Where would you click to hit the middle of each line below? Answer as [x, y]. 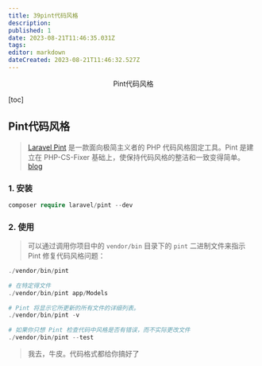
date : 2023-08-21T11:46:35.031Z [62, 38]
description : [30, 23]
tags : [17, 45]
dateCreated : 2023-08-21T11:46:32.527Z [74, 60]
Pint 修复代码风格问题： [66, 256]
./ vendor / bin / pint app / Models [58, 293]
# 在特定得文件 [30, 286]
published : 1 [30, 30]
